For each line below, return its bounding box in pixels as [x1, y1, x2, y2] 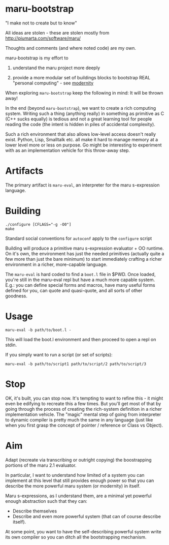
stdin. [5, 342, 17, 348]
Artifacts [5, 165, 44, 177]
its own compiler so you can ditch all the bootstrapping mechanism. [5, 534, 147, 540]
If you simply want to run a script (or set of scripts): [5, 351, 113, 357]
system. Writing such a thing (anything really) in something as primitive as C [5, 110, 164, 116]
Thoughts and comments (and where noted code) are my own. [5, 45, 136, 51]
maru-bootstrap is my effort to [5, 54, 69, 61]
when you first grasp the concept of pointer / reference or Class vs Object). [5, 422, 163, 428]
